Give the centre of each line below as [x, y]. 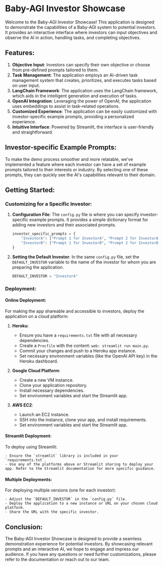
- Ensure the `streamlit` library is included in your [62, 456]
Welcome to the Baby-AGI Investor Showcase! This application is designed [80, 22]
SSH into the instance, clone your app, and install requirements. [83, 420]
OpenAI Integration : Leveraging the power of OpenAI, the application [82, 101]
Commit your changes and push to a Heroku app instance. [78, 351]
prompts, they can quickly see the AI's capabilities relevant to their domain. [81, 175]
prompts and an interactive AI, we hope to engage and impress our [72, 549]
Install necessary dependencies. [52, 390]
